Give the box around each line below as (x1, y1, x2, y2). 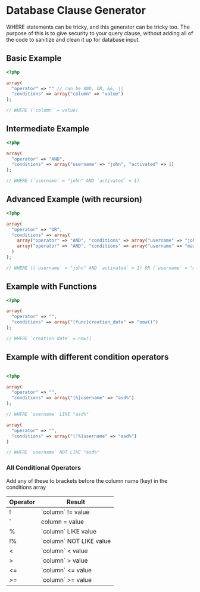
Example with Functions (6, 282, 97, 292)
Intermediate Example (6, 124, 90, 134)
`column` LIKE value (40, 527, 97, 535)
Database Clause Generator (6, 4, 146, 17)
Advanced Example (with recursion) (6, 195, 143, 205)
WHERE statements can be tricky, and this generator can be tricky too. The (6, 23, 190, 30)
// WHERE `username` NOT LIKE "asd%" (6, 449, 100, 455)
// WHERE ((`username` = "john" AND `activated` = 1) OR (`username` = (6, 265, 187, 271)
